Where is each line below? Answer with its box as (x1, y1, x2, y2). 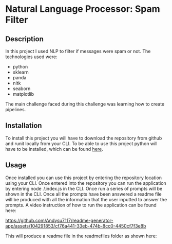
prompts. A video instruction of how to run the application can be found (5, 202, 157, 208)
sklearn (12, 69, 29, 75)
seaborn (12, 85, 31, 92)
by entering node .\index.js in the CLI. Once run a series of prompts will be (5, 185, 163, 191)
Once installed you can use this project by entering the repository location (5, 175, 162, 181)
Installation (5, 121, 42, 130)
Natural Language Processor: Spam (5, 3, 160, 15)
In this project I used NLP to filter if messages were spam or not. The (5, 48, 151, 54)
